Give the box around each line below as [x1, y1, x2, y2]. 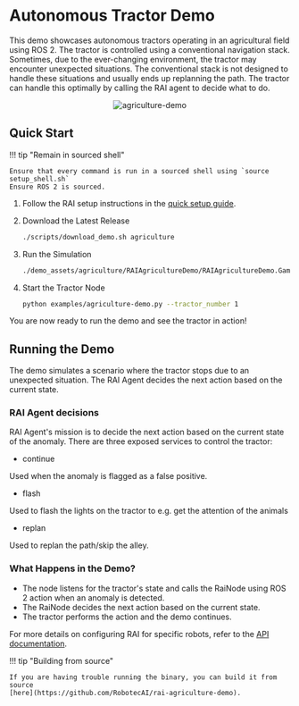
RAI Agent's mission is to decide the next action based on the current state [9, 426, 285, 438]
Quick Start [9, 126, 74, 141]
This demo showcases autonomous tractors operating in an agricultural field [9, 35, 290, 46]
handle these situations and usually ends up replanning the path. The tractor [9, 72, 290, 83]
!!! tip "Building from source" [9, 655, 114, 666]
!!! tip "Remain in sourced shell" [9, 149, 125, 160]
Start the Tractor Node [21, 282, 105, 293]
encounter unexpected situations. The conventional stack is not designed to [9, 63, 288, 74]
